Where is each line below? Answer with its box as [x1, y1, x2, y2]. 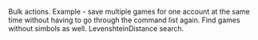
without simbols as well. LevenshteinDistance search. [8, 24, 185, 33]
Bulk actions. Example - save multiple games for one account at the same [8, 7, 250, 16]
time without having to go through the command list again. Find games [8, 15, 241, 25]
